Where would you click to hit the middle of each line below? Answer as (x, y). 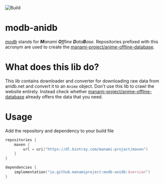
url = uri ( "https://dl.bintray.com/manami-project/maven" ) (86, 149)
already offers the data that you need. (64, 97)
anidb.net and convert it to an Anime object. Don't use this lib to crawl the (80, 86)
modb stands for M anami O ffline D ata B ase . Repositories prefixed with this (82, 41)
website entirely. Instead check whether (46, 91)
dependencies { (21, 168)
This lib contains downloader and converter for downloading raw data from (82, 81)
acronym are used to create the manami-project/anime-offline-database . (80, 47)
